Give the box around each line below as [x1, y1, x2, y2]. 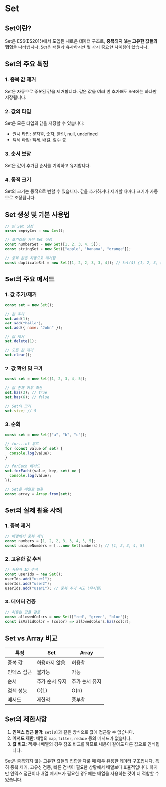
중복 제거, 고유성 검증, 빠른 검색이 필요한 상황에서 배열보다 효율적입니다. [10, 764, 149, 770]
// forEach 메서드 [5, 464, 40, 469]
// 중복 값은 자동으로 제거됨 [5, 255, 56, 260]
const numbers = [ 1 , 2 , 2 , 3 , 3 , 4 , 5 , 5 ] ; [5, 539, 96, 544]
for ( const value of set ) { [5, 446, 63, 451]
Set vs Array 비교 [5, 634, 58, 642]
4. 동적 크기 [5, 176, 31, 183]
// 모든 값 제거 [5, 348, 34, 353]
